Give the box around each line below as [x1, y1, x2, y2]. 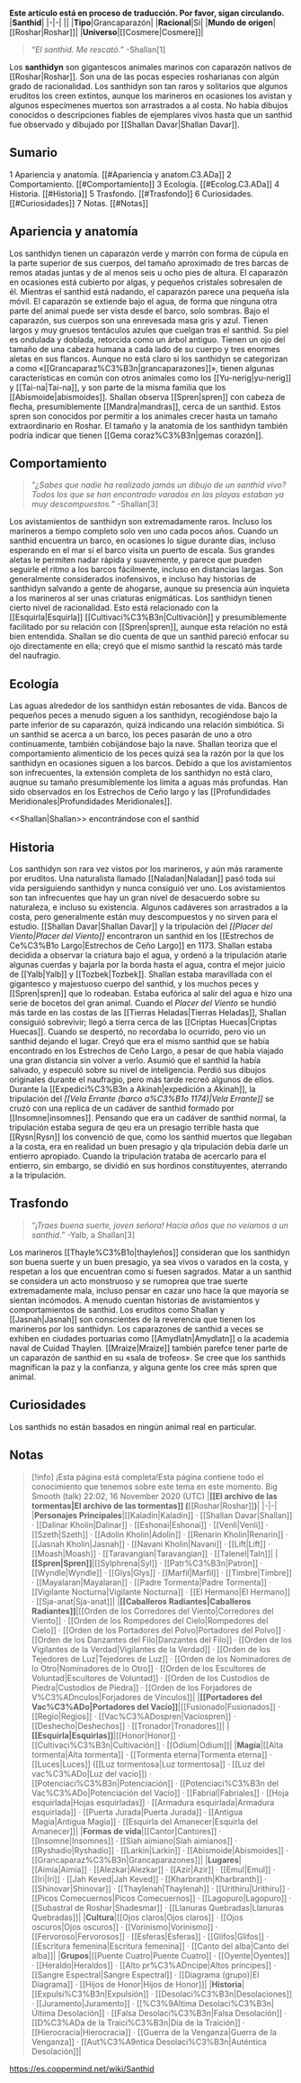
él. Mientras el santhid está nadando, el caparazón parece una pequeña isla [9, 286, 289, 296]
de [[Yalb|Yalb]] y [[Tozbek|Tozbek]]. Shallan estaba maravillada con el [9, 969, 272, 980]
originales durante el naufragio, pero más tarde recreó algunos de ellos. [9, 1074, 275, 1085]
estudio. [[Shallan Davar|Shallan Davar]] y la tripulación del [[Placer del [9, 921, 273, 932]
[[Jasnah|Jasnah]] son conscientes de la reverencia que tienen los [9, 1314, 256, 1324]
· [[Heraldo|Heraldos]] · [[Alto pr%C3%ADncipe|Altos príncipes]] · [31, 1960, 277, 1970]
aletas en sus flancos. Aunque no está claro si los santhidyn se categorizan [9, 353, 288, 364]
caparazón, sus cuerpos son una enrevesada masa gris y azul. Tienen [9, 314, 269, 325]
